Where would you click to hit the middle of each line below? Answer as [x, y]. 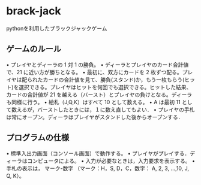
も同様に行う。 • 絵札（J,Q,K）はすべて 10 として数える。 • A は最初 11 [94, 102]
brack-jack [34, 11]
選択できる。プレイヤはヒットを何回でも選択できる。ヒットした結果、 [105, 87]
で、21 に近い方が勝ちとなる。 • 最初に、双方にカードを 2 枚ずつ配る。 [94, 72]
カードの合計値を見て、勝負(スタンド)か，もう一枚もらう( [114, 80]
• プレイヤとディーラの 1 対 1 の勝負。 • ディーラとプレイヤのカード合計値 [97, 65]
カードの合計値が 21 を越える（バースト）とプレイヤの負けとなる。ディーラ [99, 95]
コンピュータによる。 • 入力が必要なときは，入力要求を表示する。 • [111, 160]
